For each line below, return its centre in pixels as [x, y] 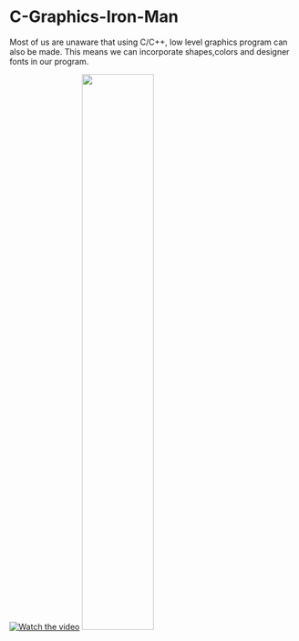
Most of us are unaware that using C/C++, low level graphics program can [149, 42]
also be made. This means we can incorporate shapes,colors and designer [149, 51]
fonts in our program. [49, 61]
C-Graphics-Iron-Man [94, 17]
